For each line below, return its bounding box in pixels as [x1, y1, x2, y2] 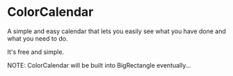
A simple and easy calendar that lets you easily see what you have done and [7, 27, 226, 35]
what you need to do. [7, 34, 68, 42]
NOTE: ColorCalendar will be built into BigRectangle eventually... [7, 61, 191, 69]
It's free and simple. [7, 48, 65, 56]
